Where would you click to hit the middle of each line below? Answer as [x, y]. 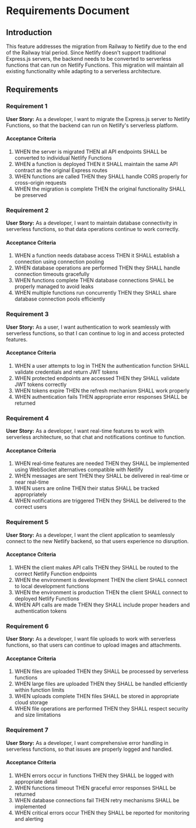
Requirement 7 [27, 730]
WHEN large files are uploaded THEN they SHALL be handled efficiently [101, 684]
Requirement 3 [27, 314]
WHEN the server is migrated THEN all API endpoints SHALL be [91, 151]
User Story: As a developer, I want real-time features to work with [85, 431]
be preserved [31, 195]
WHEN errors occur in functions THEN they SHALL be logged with [94, 775]
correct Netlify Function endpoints [56, 574]
